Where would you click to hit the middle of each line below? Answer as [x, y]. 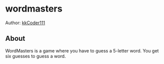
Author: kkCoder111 [25, 23]
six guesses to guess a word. [36, 56]
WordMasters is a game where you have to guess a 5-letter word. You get [82, 50]
